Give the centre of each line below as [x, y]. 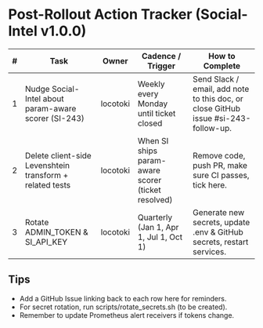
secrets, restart [221, 242]
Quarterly [155, 217]
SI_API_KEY [46, 242]
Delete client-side [58, 155]
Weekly [151, 84]
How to [222, 56]
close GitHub [217, 108]
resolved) [155, 199]
